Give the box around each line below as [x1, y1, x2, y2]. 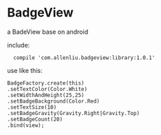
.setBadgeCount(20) [7, 116, 63, 123]
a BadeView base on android [7, 28, 88, 36]
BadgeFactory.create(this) [7, 79, 85, 87]
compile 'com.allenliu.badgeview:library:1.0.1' [13, 54, 155, 61]
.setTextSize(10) [7, 103, 57, 111]
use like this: [7, 66, 43, 74]
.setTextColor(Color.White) [7, 85, 88, 92]
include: [7, 41, 30, 49]
